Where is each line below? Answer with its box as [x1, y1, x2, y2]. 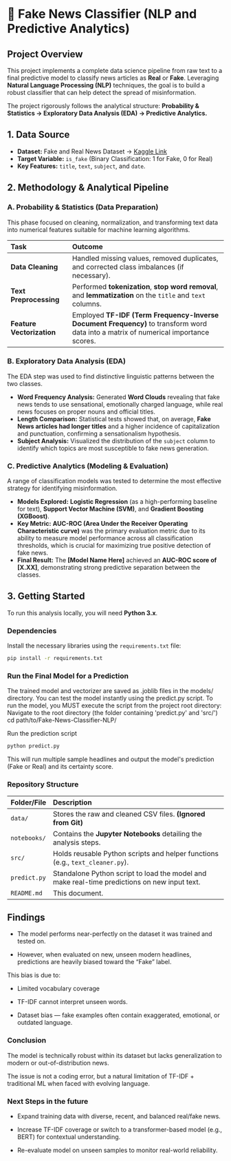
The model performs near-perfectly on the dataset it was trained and [16, 930, 212, 938]
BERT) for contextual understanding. [16, 1132, 121, 1141]
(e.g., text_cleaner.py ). [52, 857, 129, 866]
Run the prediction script [7, 729, 78, 738]
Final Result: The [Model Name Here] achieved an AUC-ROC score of [16, 556, 217, 564]
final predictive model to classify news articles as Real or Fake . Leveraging [7, 74, 219, 82]
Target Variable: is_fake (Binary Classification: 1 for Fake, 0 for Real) [16, 154, 213, 162]
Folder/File [10, 798, 47, 807]
